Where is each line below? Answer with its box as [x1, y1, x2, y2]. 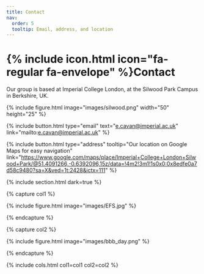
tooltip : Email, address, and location [12, 26, 114, 32]
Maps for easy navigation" [6, 147, 73, 155]
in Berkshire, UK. [6, 92, 49, 100]
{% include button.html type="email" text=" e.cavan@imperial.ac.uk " [6, 122, 178, 130]
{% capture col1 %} [6, 190, 56, 198]
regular [6, 65, 44, 80]
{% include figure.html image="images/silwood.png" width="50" [6, 104, 170, 111]
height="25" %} [6, 111, 47, 118]
